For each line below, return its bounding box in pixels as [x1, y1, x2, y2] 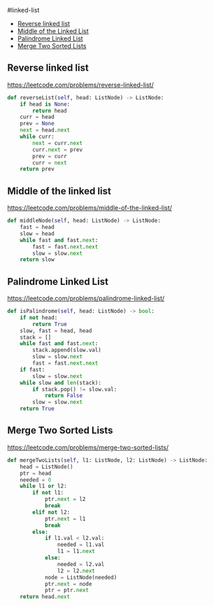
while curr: [20, 133, 55, 141]
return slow [20, 256, 55, 263]
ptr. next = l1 [44, 515, 86, 522]
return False [44, 392, 83, 400]
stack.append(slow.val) [32, 346, 101, 354]
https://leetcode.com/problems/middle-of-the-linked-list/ [7, 204, 173, 212]
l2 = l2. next [57, 567, 96, 575]
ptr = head [20, 470, 52, 477]
